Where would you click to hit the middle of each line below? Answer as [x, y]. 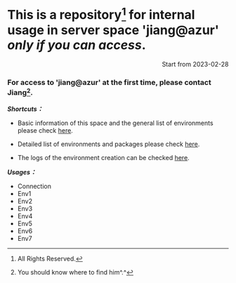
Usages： [22, 172]
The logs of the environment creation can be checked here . [103, 158]
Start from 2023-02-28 [195, 65]
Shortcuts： [25, 109]
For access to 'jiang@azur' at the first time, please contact [110, 83]
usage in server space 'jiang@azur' [113, 30]
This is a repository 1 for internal [101, 14]
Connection [34, 186]
